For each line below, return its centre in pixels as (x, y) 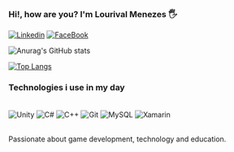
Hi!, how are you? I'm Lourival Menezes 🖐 (93, 14)
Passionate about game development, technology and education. (117, 139)
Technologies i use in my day (67, 88)
